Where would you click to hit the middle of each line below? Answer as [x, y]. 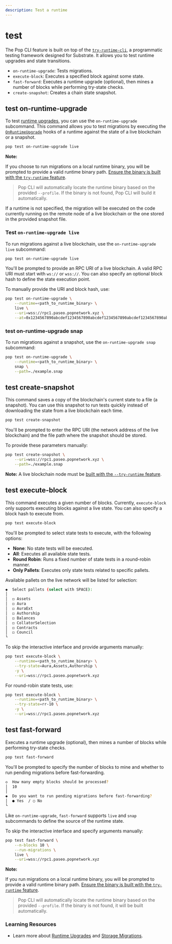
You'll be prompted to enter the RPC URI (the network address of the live [82, 430]
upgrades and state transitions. [38, 61]
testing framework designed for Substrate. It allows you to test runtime [80, 55]
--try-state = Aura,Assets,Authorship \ [56, 666]
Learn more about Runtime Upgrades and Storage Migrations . [78, 935]
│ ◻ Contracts [21, 627]
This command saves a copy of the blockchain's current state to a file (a [81, 400]
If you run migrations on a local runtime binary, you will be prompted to [80, 879]
